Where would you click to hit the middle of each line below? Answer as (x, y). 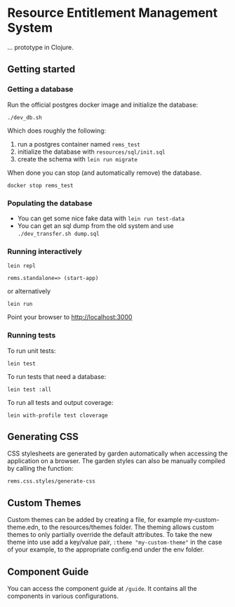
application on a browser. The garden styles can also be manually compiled (116, 461)
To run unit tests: (32, 351)
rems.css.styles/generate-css (52, 481)
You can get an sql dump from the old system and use (95, 225)
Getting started (41, 69)
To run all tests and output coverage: (60, 402)
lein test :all (29, 389)
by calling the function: (40, 469)
